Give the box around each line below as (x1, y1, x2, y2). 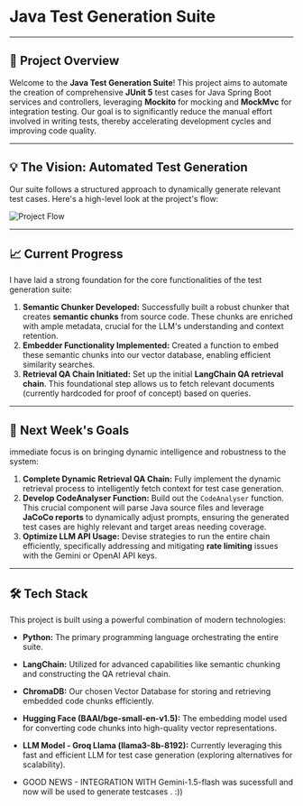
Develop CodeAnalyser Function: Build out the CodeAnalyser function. (22, 493, 284, 504)
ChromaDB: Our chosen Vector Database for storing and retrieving (22, 686, 271, 696)
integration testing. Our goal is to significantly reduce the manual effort (9, 105, 273, 116)
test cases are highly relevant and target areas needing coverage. (22, 521, 267, 533)
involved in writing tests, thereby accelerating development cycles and (9, 115, 272, 126)
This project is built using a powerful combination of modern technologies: (9, 615, 287, 625)
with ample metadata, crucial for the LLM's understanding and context (22, 321, 284, 332)
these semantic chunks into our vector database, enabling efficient (22, 350, 271, 361)
